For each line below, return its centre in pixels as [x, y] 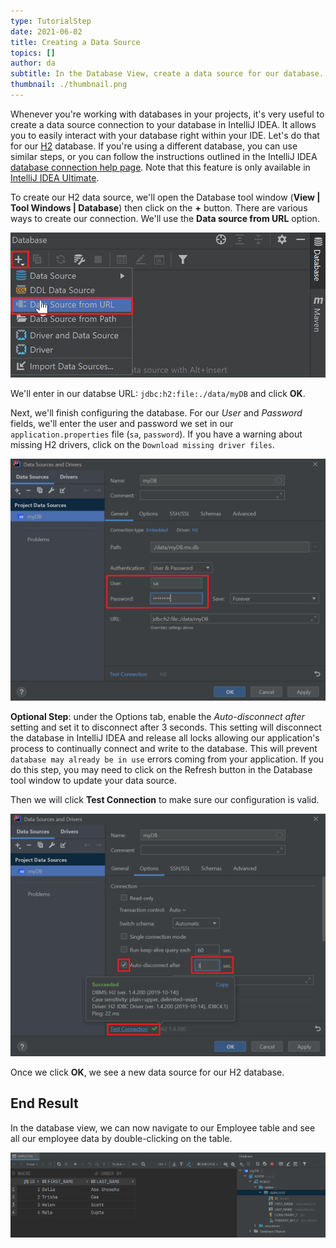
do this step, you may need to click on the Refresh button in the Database [161, 769]
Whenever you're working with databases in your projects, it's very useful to [167, 114]
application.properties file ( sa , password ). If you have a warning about [156, 434]
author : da [33, 63]
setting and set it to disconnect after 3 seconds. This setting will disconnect [166, 727]
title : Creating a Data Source [75, 42]
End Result [44, 1103]
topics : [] [33, 53]
